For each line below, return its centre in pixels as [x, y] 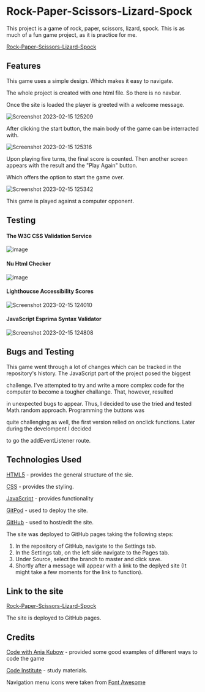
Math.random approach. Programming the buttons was [76, 410]
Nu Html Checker [28, 263]
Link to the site [35, 591]
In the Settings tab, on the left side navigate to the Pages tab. [92, 552]
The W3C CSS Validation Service [49, 236]
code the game [25, 659]
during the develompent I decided [49, 429]
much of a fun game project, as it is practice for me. [72, 34]
